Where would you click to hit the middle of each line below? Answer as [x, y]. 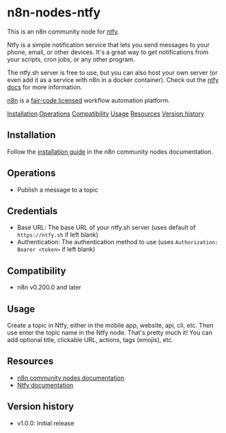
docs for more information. [45, 87]
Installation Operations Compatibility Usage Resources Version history [106, 114]
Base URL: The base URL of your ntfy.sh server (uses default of [106, 228]
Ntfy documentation [45, 385]
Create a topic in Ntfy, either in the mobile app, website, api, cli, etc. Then [110, 325]
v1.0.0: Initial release [45, 423]
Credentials [32, 211]
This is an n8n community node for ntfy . [63, 31]
